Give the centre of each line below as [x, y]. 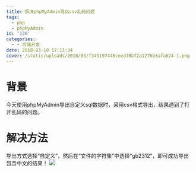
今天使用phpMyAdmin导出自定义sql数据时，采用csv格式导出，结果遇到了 [95, 104]
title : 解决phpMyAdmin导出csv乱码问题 [50, 12]
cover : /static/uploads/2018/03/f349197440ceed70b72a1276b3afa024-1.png [98, 56]
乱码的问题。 [27, 112]
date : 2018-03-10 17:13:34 [39, 50]
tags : [13, 17]
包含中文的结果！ [27, 163]
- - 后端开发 [26, 45]
